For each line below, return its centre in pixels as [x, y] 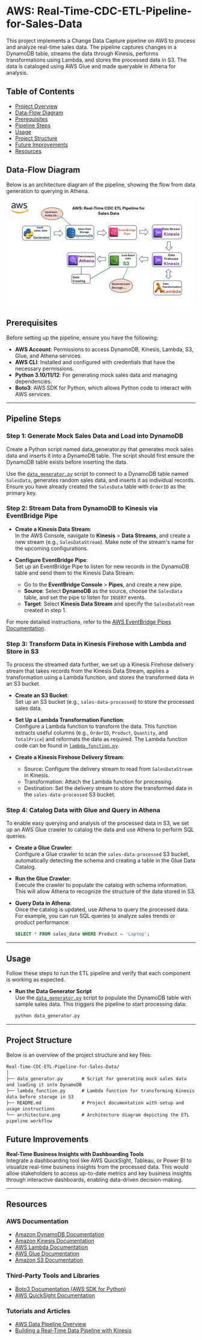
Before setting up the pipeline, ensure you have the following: [82, 337]
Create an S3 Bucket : [42, 695]
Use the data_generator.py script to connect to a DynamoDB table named [97, 473]
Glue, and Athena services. [48, 356]
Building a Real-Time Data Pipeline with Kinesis [73, 1330]
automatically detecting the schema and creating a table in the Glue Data [105, 861]
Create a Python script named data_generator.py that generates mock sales [100, 449]
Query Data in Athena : [43, 903]
